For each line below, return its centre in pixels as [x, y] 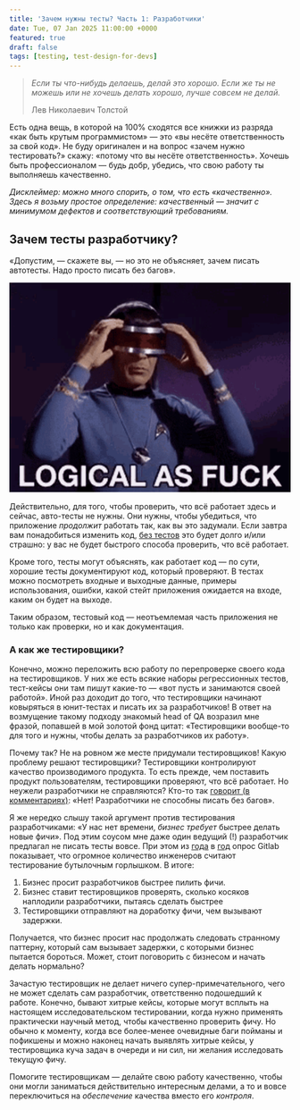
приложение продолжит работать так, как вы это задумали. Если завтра [148, 525]
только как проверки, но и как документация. [97, 626]
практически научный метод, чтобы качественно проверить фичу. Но [143, 1021]
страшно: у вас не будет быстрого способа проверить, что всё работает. [149, 544]
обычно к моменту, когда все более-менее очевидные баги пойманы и [146, 1030]
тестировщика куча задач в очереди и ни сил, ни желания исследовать [146, 1049]
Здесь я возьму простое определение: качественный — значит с [134, 202]
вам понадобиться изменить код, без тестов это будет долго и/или [137, 534]
